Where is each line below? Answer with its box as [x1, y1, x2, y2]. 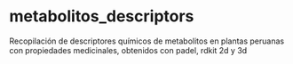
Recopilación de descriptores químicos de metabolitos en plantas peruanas [9, 36, 285, 46]
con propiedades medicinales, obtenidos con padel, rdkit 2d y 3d [9, 44, 248, 55]
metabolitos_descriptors [9, 6, 194, 27]
